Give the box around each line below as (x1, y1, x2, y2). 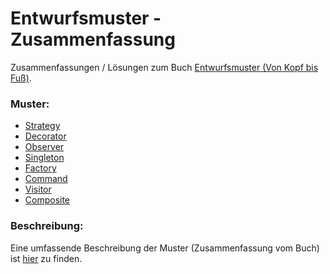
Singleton (24, 152, 65, 164)
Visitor (24, 183, 52, 196)
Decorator (24, 130, 67, 142)
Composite (24, 194, 71, 206)
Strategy (24, 120, 61, 132)
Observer (24, 141, 65, 153)
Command (24, 173, 68, 185)
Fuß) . (10, 72, 32, 84)
